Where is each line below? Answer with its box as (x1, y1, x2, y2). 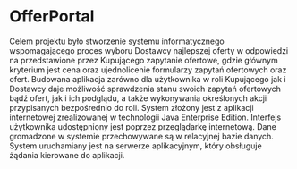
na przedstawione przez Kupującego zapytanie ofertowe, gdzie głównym (9, 55, 279, 65)
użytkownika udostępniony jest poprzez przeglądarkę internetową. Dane (9, 121, 277, 131)
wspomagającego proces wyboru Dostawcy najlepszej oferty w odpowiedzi (9, 45, 289, 55)
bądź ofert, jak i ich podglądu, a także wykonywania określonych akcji (9, 92, 267, 104)
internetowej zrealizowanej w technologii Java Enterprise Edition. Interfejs (9, 112, 282, 123)
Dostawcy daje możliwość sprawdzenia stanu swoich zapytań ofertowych (9, 83, 282, 94)
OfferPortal (9, 6, 95, 27)
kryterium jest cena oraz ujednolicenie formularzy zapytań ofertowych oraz (9, 64, 287, 75)
